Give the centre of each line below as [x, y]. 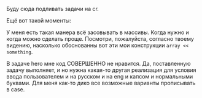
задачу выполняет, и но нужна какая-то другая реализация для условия [101, 70]
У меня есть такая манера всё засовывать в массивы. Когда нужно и [98, 32]
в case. [16, 89]
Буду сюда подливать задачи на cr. [53, 9]
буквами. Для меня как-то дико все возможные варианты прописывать [101, 83]
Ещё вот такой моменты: [39, 20]
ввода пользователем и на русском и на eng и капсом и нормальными [100, 76]
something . [20, 52]
